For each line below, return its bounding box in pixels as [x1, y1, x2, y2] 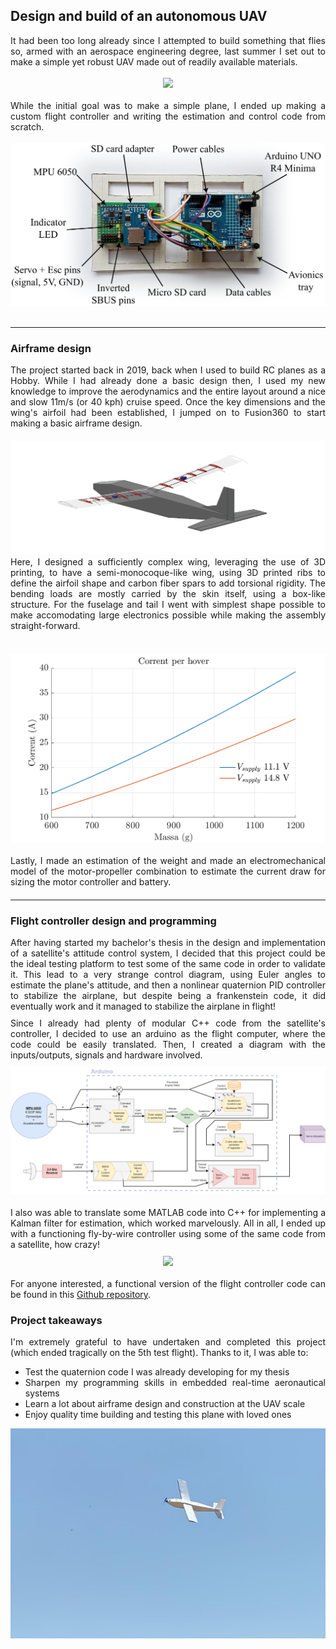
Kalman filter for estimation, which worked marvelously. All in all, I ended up [10, 1217, 326, 1229]
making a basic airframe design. [10, 417, 143, 429]
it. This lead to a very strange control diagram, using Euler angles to [10, 969, 326, 981]
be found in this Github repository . [10, 1288, 152, 1300]
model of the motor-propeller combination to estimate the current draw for [10, 865, 326, 877]
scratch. [10, 120, 45, 133]
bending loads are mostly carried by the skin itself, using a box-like [10, 588, 326, 600]
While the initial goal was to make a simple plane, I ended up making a [10, 99, 326, 111]
